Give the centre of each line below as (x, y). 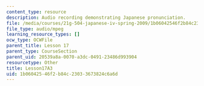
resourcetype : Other (32, 62)
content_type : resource (36, 12)
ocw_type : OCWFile (29, 40)
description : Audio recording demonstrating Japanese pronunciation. (96, 18)
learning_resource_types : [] (43, 35)
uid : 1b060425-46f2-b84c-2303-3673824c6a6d (62, 74)
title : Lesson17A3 (29, 68)
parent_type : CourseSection (42, 51)
